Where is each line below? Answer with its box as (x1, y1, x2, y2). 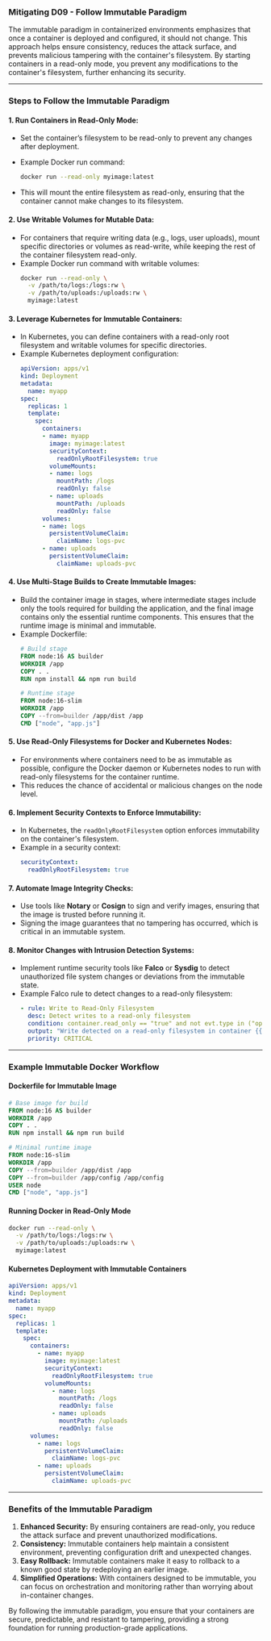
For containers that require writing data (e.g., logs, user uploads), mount (19, 232, 261, 242)
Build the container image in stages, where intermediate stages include (19, 595, 256, 605)
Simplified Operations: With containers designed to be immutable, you (19, 1573, 256, 1583)
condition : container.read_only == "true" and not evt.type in (27, 1020, 244, 1028)
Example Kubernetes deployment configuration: (19, 349, 179, 359)
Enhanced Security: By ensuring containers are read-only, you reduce (19, 1522, 256, 1531)
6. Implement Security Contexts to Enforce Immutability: (8, 808, 202, 817)
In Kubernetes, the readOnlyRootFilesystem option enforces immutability (19, 825, 260, 835)
